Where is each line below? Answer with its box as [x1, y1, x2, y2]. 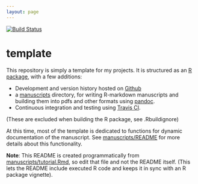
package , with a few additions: [6, 73, 82, 80]
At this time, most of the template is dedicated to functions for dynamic [6, 127, 182, 135]
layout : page [6, 8, 39, 15]
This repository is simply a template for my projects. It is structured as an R [6, 66, 192, 74]
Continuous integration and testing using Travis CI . [14, 104, 141, 111]
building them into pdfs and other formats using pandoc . [14, 97, 155, 104]
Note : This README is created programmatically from [6, 151, 140, 159]
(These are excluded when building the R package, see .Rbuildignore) [6, 115, 179, 122]
